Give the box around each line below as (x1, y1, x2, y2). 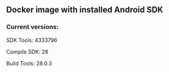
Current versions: (6, 23, 59, 31)
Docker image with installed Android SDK (6, 5, 164, 15)
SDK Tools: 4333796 (6, 36, 58, 44)
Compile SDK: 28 (6, 48, 49, 55)
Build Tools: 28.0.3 (6, 59, 52, 67)
